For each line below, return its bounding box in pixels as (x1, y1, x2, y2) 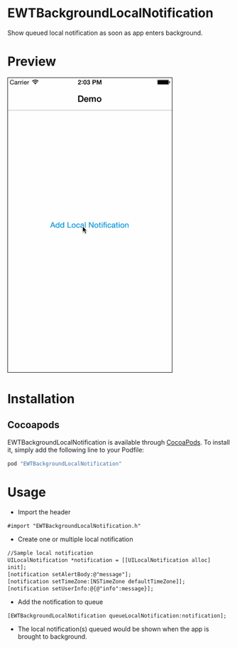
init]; (7, 563, 27, 570)
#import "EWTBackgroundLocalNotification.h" (7, 522, 141, 529)
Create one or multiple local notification (17, 535, 133, 543)
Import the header (17, 507, 71, 516)
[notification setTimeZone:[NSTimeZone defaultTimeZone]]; (7, 578, 186, 585)
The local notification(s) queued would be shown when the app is (17, 625, 209, 633)
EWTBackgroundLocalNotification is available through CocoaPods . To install (7, 437, 231, 446)
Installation (7, 391, 75, 407)
